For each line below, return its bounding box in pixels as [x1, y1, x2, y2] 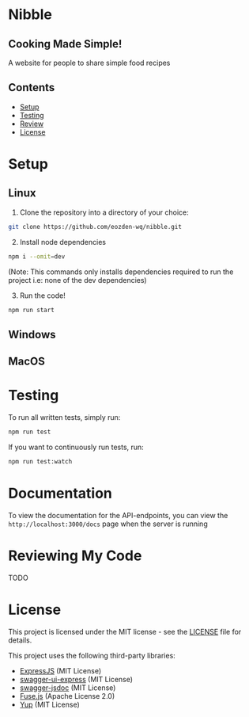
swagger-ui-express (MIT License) [19, 674, 133, 684]
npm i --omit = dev [8, 252, 66, 261]
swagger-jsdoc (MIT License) [19, 683, 116, 692]
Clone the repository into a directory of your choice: [19, 208, 189, 217]
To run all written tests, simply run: [8, 413, 121, 422]
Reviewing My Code [8, 547, 142, 565]
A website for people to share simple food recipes [8, 58, 171, 67]
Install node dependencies [19, 237, 107, 246]
